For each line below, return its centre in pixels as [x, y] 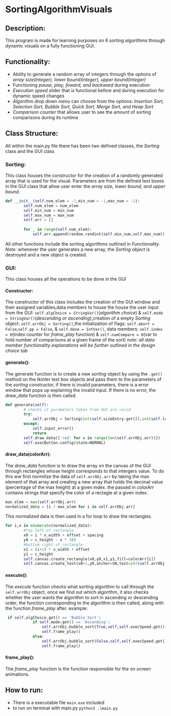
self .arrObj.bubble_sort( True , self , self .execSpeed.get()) [104, 627]
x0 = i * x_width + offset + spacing [63, 535]
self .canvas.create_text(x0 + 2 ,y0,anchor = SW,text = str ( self [86, 564]
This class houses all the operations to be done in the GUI [66, 279]
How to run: [24, 690]
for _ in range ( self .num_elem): [58, 230]
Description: [25, 28]
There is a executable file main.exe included [59, 702]
